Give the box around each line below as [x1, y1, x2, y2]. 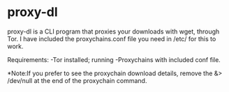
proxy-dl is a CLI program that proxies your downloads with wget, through [7, 27, 220, 36]
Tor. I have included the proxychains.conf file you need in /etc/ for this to [7, 34, 216, 43]
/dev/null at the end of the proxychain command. [7, 76, 147, 84]
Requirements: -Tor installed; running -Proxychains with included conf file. [7, 55, 221, 63]
